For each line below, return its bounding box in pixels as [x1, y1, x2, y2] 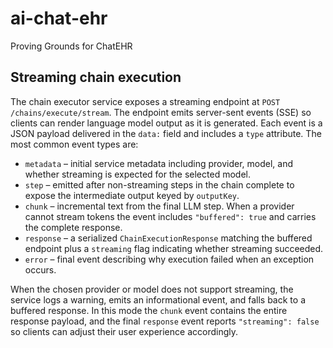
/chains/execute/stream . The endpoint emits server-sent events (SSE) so [10, 106, 312, 118]
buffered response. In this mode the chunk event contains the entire [10, 304, 288, 316]
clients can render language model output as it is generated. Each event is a [10, 117, 323, 129]
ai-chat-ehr [10, 7, 108, 30]
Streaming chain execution [10, 69, 182, 86]
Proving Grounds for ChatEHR [10, 40, 133, 52]
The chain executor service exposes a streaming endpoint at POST [10, 95, 281, 107]
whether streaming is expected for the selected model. [24, 168, 251, 180]
